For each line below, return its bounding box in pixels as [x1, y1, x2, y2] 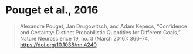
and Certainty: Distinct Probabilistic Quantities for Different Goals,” [19, 28, 181, 35]
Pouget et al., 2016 [5, 3, 99, 17]
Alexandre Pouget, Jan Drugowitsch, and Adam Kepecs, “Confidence [19, 23, 188, 30]
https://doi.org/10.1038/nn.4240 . [19, 41, 99, 48]
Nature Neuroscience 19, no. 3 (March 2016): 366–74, [19, 35, 150, 42]
